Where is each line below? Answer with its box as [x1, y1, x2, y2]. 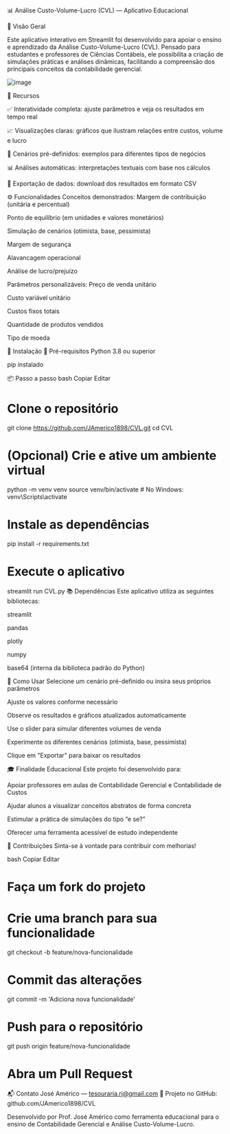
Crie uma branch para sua [7, 911, 158, 927]
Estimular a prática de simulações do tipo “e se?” [7, 815, 146, 823]
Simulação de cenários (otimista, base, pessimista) [7, 227, 151, 235]
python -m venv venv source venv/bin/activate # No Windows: [7, 485, 184, 494]
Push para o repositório [7, 1020, 143, 1035]
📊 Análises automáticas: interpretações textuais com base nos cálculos [7, 163, 211, 172]
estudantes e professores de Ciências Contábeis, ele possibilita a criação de [7, 50, 224, 58]
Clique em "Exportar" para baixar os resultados [7, 751, 141, 759]
